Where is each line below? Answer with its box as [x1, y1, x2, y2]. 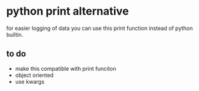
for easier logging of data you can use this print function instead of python [6, 24, 194, 32]
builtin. [6, 31, 24, 38]
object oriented [15, 71, 54, 79]
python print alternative [6, 4, 129, 18]
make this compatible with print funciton [15, 65, 117, 72]
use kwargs [15, 78, 44, 85]
